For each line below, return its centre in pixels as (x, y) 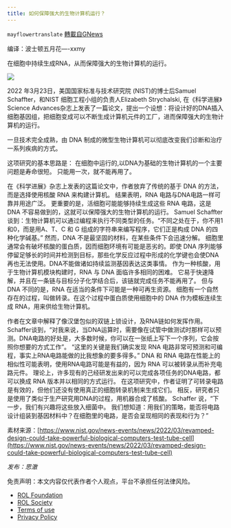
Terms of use (36, 509)
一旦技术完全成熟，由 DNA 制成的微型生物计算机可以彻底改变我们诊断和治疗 (115, 140)
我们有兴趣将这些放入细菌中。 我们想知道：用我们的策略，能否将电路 (122, 407)
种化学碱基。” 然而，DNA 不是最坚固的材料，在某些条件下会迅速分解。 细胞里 (115, 237)
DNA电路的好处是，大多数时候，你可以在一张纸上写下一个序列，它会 (116, 338)
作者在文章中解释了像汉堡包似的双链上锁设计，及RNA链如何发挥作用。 (107, 321)
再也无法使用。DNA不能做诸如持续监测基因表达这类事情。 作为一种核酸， (111, 263)
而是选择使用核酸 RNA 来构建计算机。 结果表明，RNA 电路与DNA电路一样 (111, 195)
